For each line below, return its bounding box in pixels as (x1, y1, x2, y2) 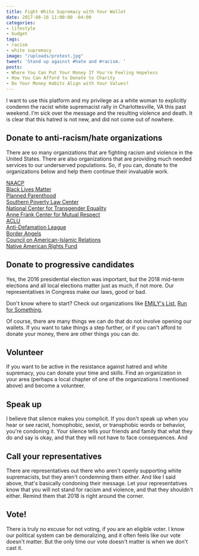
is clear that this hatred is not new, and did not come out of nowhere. (6, 116, 175, 122)
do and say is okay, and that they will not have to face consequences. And (6, 434, 188, 441)
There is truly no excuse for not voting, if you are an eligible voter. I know (6, 525, 185, 532)
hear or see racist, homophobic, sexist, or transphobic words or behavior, (6, 422, 186, 429)
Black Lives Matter (6, 186, 52, 193)
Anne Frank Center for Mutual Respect (6, 211, 100, 218)
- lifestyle (6, 25, 36, 32)
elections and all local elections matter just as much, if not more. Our (6, 282, 174, 289)
